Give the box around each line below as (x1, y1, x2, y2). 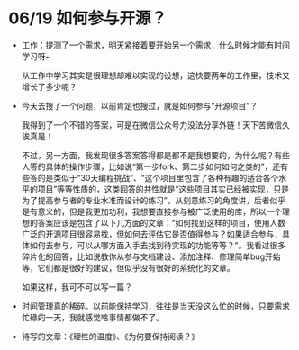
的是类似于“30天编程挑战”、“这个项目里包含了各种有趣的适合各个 (37, 172, 279, 183)
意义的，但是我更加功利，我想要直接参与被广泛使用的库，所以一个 (37, 206, 283, 217)
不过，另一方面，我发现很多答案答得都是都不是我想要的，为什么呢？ (21, 149, 275, 160)
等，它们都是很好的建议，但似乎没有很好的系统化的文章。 (21, 262, 235, 273)
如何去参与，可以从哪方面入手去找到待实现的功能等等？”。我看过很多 (29, 239, 285, 250)
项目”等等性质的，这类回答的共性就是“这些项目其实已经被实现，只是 (37, 184, 290, 194)
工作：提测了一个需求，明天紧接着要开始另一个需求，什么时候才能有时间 (21, 40, 290, 50)
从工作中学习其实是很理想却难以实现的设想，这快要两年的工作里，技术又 (21, 69, 290, 81)
